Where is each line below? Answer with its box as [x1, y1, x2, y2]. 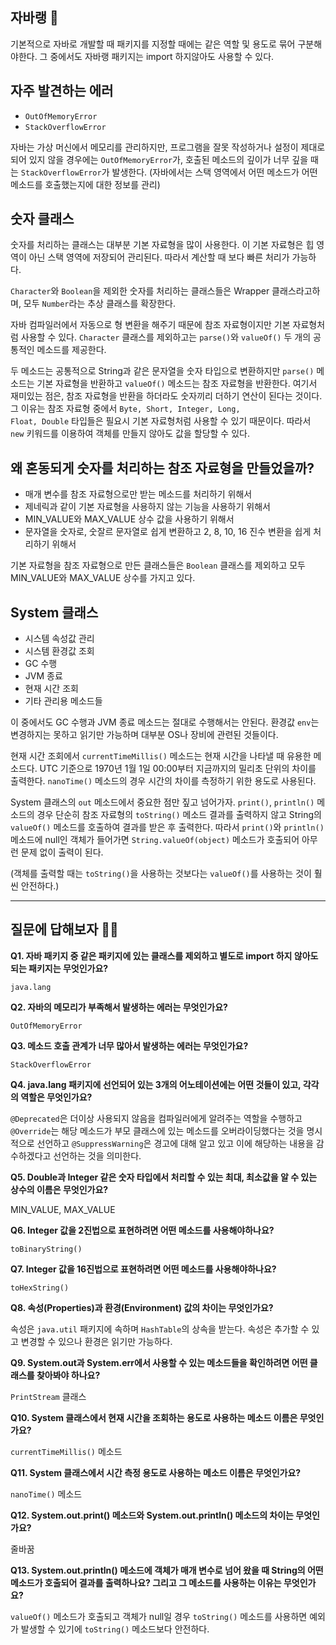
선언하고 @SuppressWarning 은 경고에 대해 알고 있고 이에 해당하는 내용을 [36, 1137, 314, 1149]
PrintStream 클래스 [10, 1390, 87, 1402]
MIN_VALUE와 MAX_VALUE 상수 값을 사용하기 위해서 [24, 513, 235, 525]
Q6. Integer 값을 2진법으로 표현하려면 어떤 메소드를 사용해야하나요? [10, 1224, 275, 1236]
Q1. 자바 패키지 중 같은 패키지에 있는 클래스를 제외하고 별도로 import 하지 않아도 [10, 949, 319, 962]
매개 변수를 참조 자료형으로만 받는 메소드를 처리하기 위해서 [24, 488, 253, 500]
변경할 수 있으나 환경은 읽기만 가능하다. [20, 1335, 173, 1347]
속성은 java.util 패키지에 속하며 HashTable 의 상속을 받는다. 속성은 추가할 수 [10, 1323, 310, 1335]
